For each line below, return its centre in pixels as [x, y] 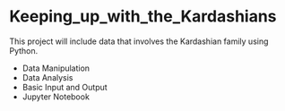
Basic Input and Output [65, 87]
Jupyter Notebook [56, 97]
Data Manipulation [56, 68]
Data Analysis [47, 77]
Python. [24, 50]
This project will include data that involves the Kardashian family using [139, 41]
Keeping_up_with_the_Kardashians [143, 17]
